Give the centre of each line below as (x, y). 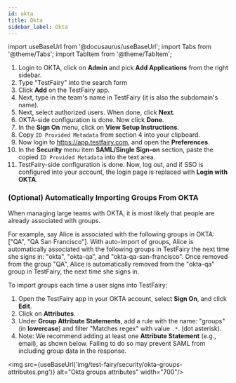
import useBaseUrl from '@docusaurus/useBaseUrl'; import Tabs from (110, 47)
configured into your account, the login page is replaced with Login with (123, 172)
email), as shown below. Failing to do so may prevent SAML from (112, 343)
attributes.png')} (32, 372)
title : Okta (25, 20)
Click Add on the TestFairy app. (64, 90)
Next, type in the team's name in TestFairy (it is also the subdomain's (118, 98)
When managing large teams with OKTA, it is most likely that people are (111, 213)
